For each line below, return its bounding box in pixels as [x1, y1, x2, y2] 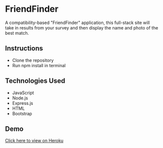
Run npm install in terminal [12, 62, 66, 68]
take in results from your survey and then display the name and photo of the [5, 25, 158, 30]
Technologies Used [5, 77, 65, 85]
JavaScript [12, 90, 34, 96]
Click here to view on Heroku [5, 138, 64, 144]
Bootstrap [12, 110, 32, 116]
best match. [5, 30, 29, 36]
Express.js [12, 100, 33, 106]
